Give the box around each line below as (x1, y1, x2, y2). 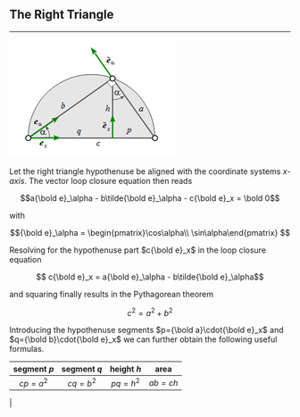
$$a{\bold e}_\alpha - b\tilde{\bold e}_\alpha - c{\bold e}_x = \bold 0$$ (20, 192, 280, 204)
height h (110, 363, 142, 374)
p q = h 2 (111, 377, 140, 388)
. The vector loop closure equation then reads (24, 175, 193, 186)
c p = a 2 (19, 377, 48, 388)
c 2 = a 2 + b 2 (127, 305, 173, 318)
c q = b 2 (67, 377, 96, 388)
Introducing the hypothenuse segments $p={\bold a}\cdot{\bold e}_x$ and (9, 325, 284, 336)
